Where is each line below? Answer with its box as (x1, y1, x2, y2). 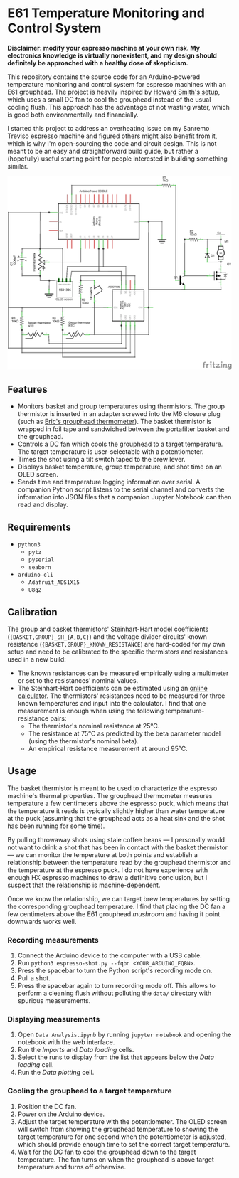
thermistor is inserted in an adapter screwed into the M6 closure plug (17, 410, 221, 418)
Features (7, 383, 48, 396)
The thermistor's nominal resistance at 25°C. (28, 721, 160, 730)
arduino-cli (17, 571, 53, 579)
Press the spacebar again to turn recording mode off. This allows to (17, 982, 216, 990)
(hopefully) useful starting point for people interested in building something (7, 154, 228, 163)
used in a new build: (7, 654, 66, 663)
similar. (7, 161, 28, 170)
